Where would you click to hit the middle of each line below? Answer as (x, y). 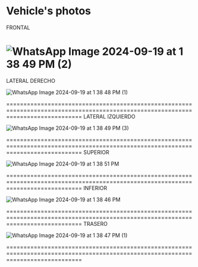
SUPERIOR (96, 152)
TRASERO (95, 223)
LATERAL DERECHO (31, 80)
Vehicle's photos (48, 11)
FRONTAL (18, 27)
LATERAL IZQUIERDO (109, 116)
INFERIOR (95, 188)
